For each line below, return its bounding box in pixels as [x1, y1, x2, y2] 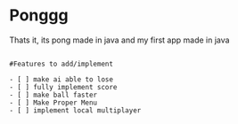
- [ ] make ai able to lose [9, 74, 114, 84]
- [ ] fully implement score [9, 82, 118, 91]
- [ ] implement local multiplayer [9, 105, 142, 115]
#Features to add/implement [9, 59, 114, 68]
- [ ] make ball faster [9, 90, 98, 99]
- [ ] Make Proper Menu [9, 98, 98, 107]
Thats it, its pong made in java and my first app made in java [9, 35, 230, 45]
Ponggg [9, 5, 69, 26]
